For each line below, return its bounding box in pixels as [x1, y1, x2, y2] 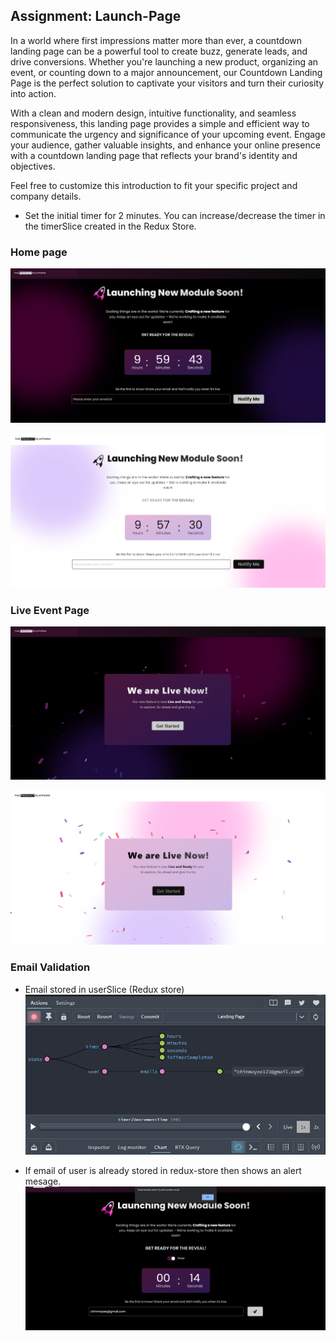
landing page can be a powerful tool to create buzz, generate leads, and [10, 45, 308, 57]
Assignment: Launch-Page [10, 8, 182, 25]
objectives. [10, 160, 56, 172]
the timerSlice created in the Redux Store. [24, 220, 197, 232]
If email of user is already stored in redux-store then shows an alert [24, 1164, 302, 1176]
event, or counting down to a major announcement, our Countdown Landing [10, 66, 323, 78]
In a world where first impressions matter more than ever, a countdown [10, 34, 303, 46]
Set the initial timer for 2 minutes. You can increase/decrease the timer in [24, 209, 326, 221]
